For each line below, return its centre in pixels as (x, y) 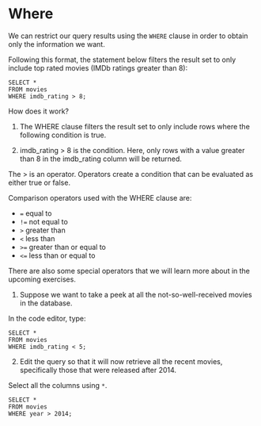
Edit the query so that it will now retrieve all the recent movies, (121, 361)
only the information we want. (57, 44)
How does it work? (39, 111)
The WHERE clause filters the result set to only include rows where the (135, 126)
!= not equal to (44, 221)
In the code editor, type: (47, 318)
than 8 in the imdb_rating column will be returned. (100, 159)
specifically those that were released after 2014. (98, 370)
